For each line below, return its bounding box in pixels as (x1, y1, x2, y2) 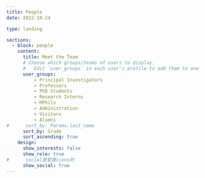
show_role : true (22, 151, 64, 157)
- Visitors (33, 111, 62, 117)
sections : (6, 37, 32, 43)
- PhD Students (33, 88, 72, 95)
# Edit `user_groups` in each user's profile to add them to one (22, 65, 199, 71)
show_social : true (22, 162, 70, 169)
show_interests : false (22, 145, 81, 152)
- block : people (12, 42, 53, 49)
